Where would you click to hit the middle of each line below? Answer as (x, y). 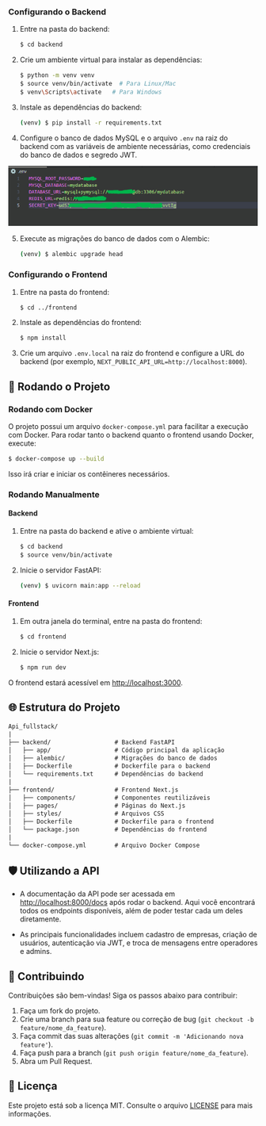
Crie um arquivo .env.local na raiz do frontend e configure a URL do (132, 353)
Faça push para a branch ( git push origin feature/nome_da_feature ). (134, 1053)
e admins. (36, 952)
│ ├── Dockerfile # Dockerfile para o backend (110, 766)
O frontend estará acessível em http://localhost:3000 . (96, 682)
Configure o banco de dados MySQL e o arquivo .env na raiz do (123, 138)
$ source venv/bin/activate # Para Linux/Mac (98, 84)
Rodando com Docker (51, 409)
